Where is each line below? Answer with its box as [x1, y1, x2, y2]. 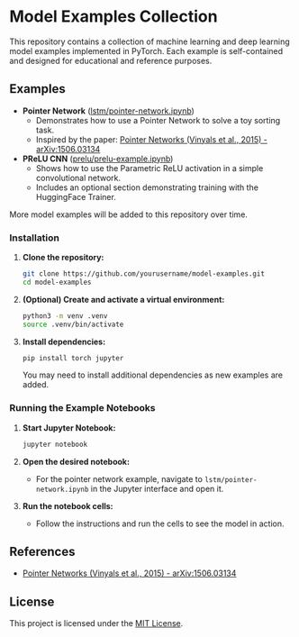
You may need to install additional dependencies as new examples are [22, 369, 284, 380]
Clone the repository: [22, 252, 104, 263]
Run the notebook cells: [22, 500, 114, 511]
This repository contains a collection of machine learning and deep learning [9, 36, 290, 47]
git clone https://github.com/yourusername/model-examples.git [22, 269, 266, 278]
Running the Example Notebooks [9, 402, 156, 414]
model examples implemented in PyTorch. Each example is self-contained [9, 45, 284, 56]
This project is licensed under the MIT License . [9, 618, 184, 629]
